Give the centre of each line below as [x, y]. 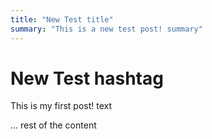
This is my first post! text [61, 106]
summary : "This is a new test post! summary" [106, 29]
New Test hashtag [87, 78]
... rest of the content [53, 125]
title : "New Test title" [62, 19]
